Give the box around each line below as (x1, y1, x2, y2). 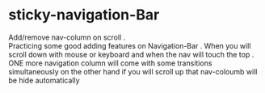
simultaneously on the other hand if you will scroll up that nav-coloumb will (8, 66, 258, 76)
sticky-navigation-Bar (8, 6, 160, 24)
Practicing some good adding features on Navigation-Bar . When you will (8, 40, 251, 50)
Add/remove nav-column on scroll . (8, 32, 126, 42)
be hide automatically (8, 75, 80, 85)
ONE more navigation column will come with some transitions (8, 58, 212, 68)
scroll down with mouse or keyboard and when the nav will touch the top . (8, 49, 254, 59)
